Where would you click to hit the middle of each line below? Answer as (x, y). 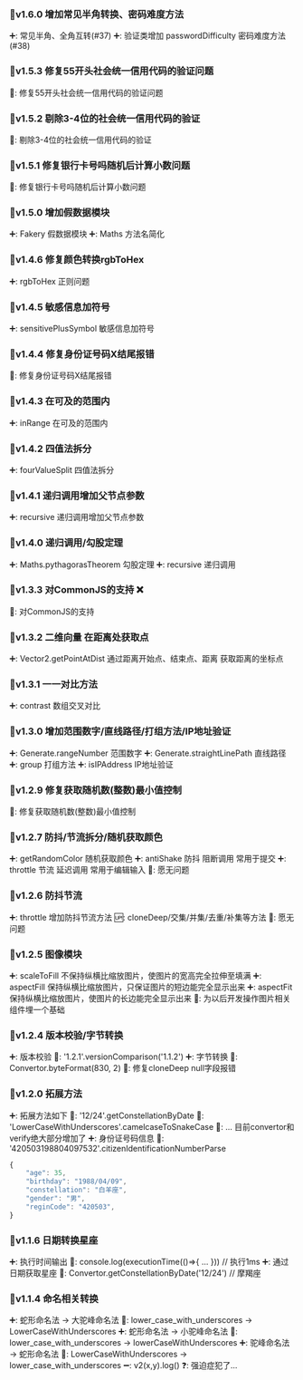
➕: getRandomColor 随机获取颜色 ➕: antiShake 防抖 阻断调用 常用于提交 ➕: (148, 859)
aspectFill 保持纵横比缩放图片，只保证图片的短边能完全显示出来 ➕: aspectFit (151, 987)
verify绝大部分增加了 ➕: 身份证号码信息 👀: (87, 1138)
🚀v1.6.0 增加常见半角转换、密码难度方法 (96, 14)
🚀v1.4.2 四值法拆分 (51, 449)
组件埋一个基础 (37, 1009)
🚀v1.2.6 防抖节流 (46, 896)
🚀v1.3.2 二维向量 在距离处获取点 (79, 637)
